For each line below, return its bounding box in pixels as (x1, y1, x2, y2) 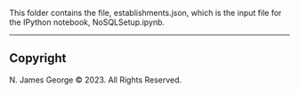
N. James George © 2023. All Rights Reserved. (9, 74, 182, 85)
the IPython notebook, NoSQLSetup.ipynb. (9, 17, 166, 27)
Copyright (9, 51, 67, 66)
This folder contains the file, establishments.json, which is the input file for (9, 8, 282, 18)
